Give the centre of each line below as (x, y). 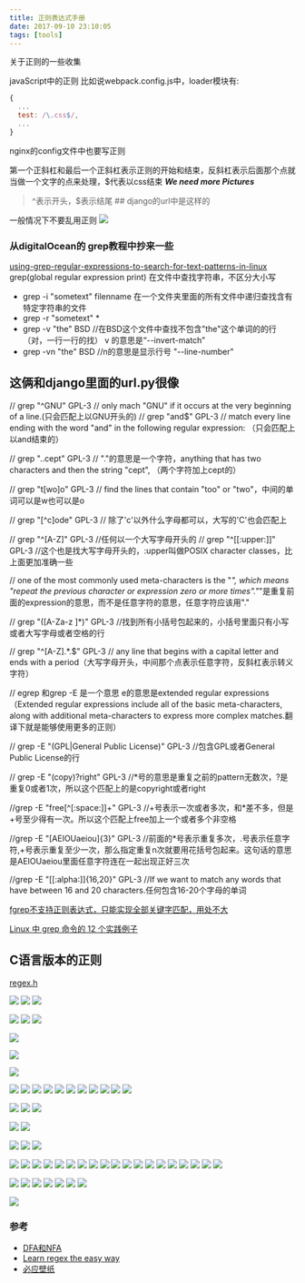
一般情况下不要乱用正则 (53, 220)
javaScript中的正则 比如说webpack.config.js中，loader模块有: (124, 81)
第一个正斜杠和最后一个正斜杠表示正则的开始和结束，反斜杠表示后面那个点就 (152, 170)
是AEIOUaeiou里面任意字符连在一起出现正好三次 (100, 861)
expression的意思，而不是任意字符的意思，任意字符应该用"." (137, 602)
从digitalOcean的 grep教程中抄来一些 (92, 246)
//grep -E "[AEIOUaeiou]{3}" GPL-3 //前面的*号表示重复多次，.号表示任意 (146, 838)
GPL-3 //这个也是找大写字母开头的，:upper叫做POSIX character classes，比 (151, 551)
